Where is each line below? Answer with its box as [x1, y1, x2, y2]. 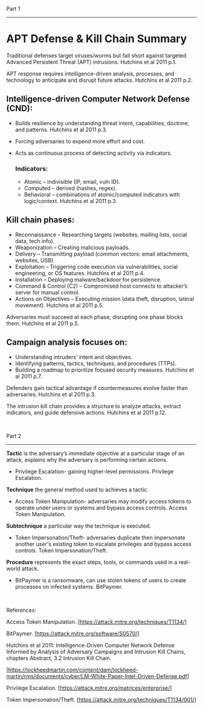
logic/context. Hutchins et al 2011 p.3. [24, 198, 118, 205]
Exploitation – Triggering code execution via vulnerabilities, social [14, 263, 178, 270]
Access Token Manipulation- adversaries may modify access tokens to [14, 497, 192, 505]
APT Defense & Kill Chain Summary [6, 32, 187, 46]
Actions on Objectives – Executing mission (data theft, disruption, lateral [14, 295, 195, 302]
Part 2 [6, 432, 22, 439]
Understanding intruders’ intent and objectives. [14, 353, 133, 360]
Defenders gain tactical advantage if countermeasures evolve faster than [6, 384, 188, 392]
